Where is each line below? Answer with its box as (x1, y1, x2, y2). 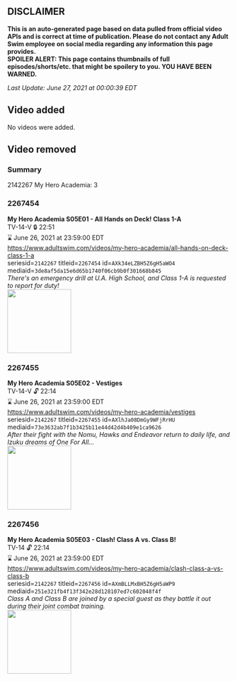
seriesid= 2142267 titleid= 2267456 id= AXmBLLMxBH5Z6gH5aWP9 (7, 580, 175, 588)
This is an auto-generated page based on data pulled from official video (7, 24, 223, 33)
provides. (7, 47, 37, 55)
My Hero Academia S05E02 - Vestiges (7, 379, 122, 387)
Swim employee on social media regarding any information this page (7, 39, 214, 48)
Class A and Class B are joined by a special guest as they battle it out (7, 594, 211, 603)
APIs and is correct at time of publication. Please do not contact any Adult (7, 32, 229, 40)
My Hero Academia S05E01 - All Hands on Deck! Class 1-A (7, 214, 182, 223)
